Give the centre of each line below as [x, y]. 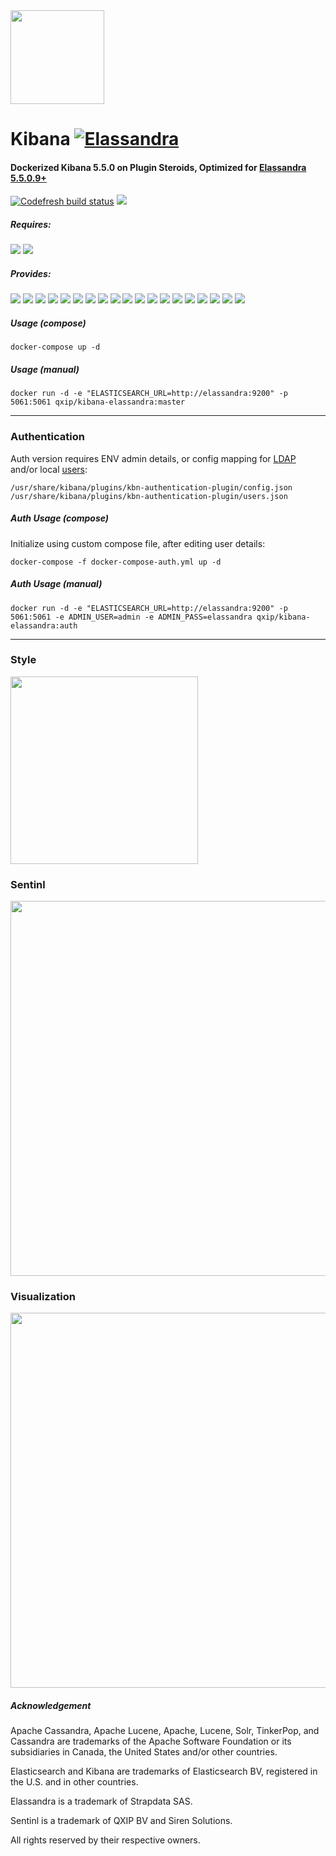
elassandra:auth [44, 625]
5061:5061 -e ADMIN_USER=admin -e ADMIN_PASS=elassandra [131, 617]
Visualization [43, 1297]
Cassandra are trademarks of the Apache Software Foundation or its [151, 1741]
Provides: [31, 273]
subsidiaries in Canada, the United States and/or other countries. [144, 1752]
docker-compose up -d [55, 347]
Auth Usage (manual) [56, 584]
